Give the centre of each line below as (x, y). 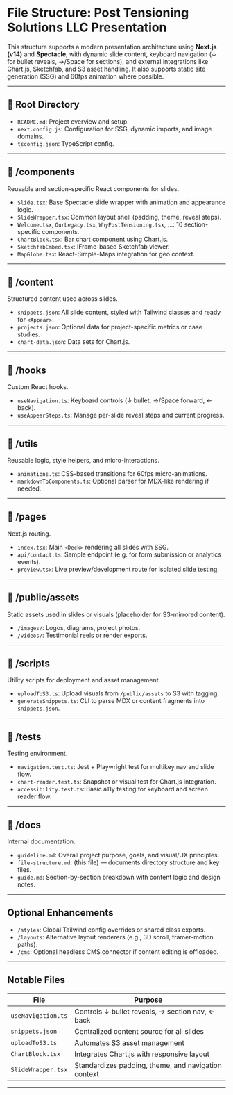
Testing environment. (37, 754)
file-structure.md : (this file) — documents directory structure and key (118, 862)
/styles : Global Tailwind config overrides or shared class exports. (111, 930)
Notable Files (36, 980)
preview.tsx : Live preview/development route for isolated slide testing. (118, 569)
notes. (26, 884)
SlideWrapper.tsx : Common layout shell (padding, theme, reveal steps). (119, 217)
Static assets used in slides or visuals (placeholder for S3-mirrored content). (116, 614)
